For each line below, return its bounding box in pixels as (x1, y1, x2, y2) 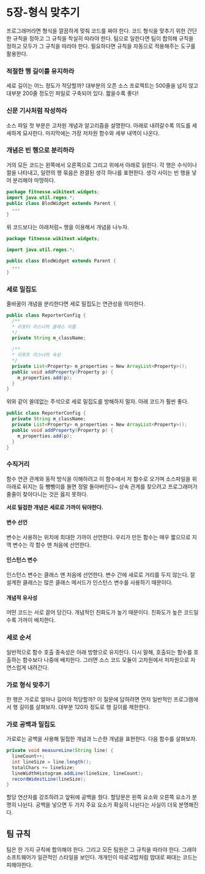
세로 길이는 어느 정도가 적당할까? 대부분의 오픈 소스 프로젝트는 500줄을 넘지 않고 (6, 82, 199, 90)
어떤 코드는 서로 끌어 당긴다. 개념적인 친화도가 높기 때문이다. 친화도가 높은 (6, 608, 182, 616)
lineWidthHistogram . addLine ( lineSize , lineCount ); (12, 770, 144, 776)
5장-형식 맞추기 (6, 6, 80, 20)
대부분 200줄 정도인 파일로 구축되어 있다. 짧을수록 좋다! (6, 90, 139, 97)
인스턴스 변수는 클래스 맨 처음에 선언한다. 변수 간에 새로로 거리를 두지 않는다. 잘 (6, 571, 196, 578)
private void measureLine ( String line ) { (6, 748, 114, 754)
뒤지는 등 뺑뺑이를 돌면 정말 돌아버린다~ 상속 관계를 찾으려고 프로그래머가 (22, 483, 198, 490)
